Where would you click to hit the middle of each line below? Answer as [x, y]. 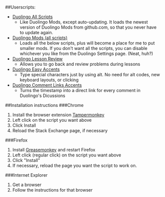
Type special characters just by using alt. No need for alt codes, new [90, 74]
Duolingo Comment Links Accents [47, 85]
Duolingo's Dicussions [42, 96]
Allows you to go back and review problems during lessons [80, 64]
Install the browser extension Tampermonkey [58, 115]
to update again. [36, 32]
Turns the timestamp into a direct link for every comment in [80, 90]
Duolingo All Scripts [32, 17]
